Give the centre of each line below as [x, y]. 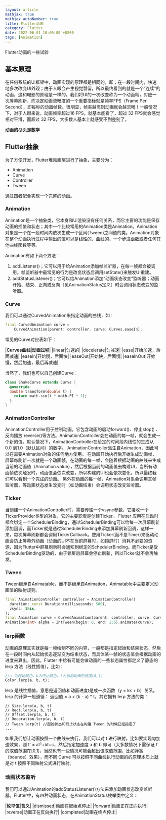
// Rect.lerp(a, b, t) [28, 711]
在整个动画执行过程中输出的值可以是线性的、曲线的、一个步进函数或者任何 [81, 239]
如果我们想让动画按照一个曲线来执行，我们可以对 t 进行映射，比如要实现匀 [81, 738]
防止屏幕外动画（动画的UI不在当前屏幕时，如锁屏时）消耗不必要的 [81, 541]
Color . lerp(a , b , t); [27, 680]
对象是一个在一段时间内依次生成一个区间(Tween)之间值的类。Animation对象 [82, 232]
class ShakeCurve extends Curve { [41, 382]
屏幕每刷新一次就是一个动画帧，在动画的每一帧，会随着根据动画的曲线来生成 [83, 460]
